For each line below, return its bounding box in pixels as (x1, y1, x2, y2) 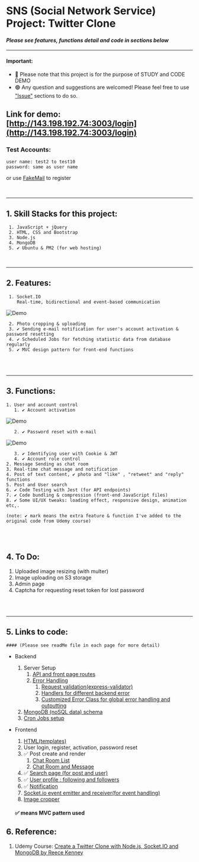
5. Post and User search (6, 481, 68, 488)
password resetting (6, 331, 54, 337)
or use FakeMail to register (6, 175, 72, 182)
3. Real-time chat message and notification (6, 466, 118, 472)
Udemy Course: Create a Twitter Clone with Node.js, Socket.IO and (14, 842, 179, 850)
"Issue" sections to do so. (14, 92, 78, 99)
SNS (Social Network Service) (6, 4, 156, 18)
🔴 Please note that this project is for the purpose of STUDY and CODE (14, 70, 185, 78)
